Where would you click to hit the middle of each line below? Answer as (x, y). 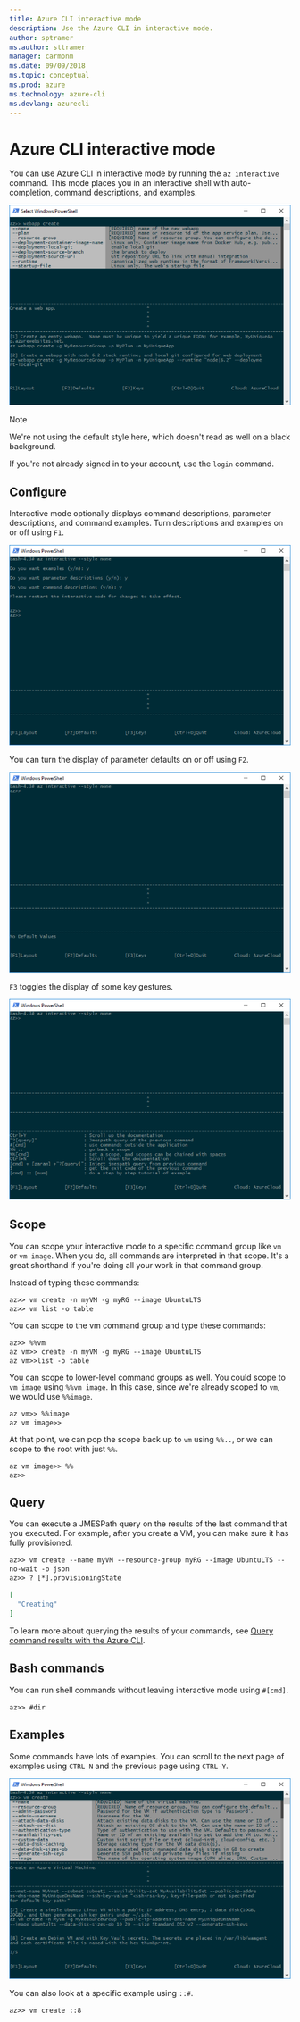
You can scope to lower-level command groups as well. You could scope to (147, 1377)
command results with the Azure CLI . (77, 1641)
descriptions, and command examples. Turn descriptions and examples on (146, 523)
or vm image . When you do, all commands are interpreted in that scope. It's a (149, 1256)
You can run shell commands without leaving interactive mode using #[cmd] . (149, 1690)
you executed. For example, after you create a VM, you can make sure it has (149, 1533)
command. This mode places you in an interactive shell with (119, 183)
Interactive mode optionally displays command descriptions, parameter (140, 514)
